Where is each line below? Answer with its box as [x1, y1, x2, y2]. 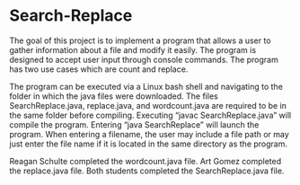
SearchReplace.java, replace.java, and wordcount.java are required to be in [9, 100, 287, 110]
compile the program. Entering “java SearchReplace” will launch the [9, 119, 260, 130]
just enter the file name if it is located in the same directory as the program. [9, 138, 288, 149]
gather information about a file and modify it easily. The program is [9, 44, 257, 55]
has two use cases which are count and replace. [9, 64, 189, 75]
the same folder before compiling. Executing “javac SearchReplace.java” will [9, 110, 292, 120]
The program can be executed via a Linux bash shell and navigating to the [9, 81, 283, 92]
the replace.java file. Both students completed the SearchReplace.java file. [9, 165, 285, 176]
